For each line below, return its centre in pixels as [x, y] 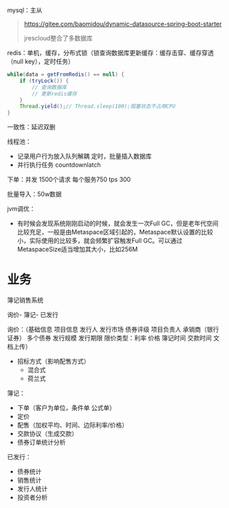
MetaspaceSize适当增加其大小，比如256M [77, 250]
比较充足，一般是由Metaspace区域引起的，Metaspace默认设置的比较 [115, 232]
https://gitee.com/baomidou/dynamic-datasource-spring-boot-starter [123, 24]
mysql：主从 [25, 10]
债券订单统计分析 [41, 443]
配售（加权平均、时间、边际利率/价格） [73, 425]
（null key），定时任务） [41, 61]
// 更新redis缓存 [55, 94]
